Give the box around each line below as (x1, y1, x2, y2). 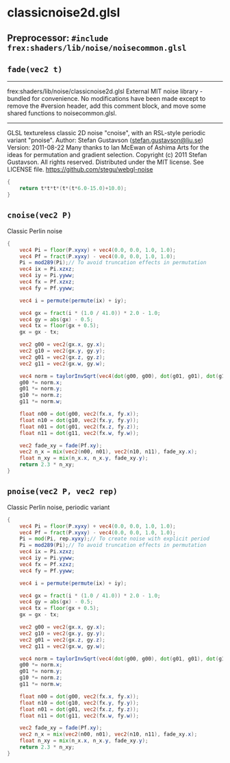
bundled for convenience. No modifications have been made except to (7, 95, 206, 103)
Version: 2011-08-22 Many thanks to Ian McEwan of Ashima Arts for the (7, 143, 209, 152)
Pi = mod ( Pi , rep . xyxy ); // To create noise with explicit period (19, 535, 210, 543)
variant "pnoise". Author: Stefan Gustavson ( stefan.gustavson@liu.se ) (7, 136, 204, 145)
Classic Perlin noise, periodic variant (7, 503, 110, 511)
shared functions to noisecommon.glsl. (7, 109, 117, 117)
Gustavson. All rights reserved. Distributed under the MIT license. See (7, 158, 204, 166)
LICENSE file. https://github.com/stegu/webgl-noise (7, 165, 153, 174)
